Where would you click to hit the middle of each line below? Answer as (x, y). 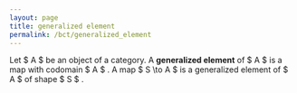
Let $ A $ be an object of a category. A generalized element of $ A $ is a (146, 60)
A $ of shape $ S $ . (47, 79)
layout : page (34, 18)
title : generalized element (62, 26)
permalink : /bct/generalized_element (81, 34)
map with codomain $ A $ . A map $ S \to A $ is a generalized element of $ (149, 70)
